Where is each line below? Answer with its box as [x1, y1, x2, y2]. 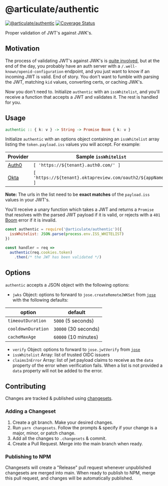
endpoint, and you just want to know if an [64, 68, 150, 74]
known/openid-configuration [5, 69, 64, 74]
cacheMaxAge [7, 334, 36, 340]
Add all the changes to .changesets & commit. [12, 435, 106, 441]
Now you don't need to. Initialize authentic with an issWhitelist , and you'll [5, 89, 160, 95]
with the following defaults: [12, 297, 68, 303]
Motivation [5, 44, 40, 53]
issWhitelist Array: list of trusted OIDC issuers [12, 352, 110, 358]
